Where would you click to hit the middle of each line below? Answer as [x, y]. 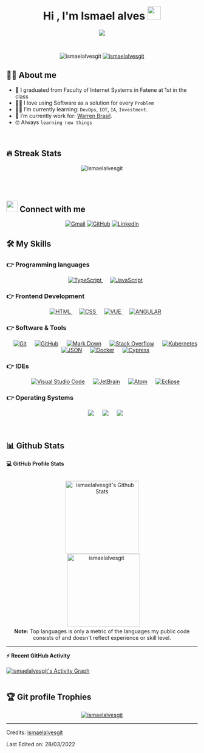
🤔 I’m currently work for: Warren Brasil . [63, 116]
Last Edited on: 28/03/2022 [41, 744]
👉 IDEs [18, 366]
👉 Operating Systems [40, 397]
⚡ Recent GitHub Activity [38, 656]
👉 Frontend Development [46, 296]
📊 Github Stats [36, 446]
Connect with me [53, 209]
